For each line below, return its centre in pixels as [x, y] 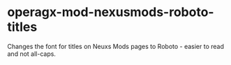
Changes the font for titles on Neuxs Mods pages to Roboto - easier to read [116, 46]
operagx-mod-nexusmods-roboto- [111, 12]
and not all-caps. [31, 54]
